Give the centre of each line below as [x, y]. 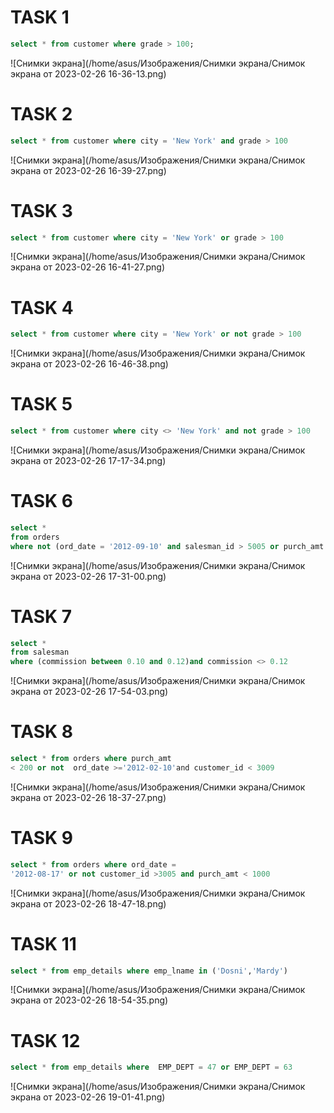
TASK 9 [41, 838]
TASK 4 [42, 307]
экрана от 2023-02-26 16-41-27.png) [88, 267]
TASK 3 [41, 210]
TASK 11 [43, 943]
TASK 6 [41, 501]
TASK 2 [41, 114]
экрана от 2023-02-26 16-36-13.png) [88, 73]
